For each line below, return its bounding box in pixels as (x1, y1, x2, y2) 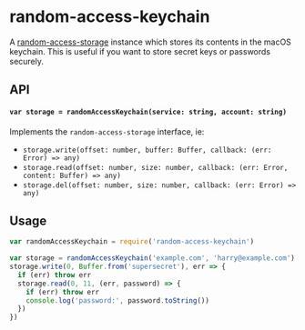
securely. (9, 55, 44, 66)
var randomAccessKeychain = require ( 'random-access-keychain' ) (9, 237, 255, 246)
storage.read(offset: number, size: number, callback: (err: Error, (22, 163, 289, 172)
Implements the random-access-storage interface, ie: (9, 125, 205, 137)
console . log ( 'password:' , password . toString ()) (25, 295, 209, 305)
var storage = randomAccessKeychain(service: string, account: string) (9, 107, 287, 116)
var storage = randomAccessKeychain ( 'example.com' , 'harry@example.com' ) (9, 254, 296, 263)
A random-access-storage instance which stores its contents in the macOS (9, 36, 291, 47)
